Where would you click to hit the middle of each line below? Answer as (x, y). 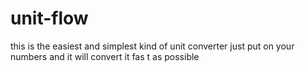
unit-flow (49, 18)
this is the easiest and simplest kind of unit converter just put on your (152, 46)
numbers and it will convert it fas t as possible (105, 56)
